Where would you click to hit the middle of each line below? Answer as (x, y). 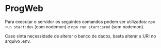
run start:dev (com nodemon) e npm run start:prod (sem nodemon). (75, 26)
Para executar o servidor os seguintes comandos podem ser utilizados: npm (80, 22)
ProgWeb (24, 8)
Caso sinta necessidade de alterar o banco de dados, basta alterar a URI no (80, 36)
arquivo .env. (18, 41)
